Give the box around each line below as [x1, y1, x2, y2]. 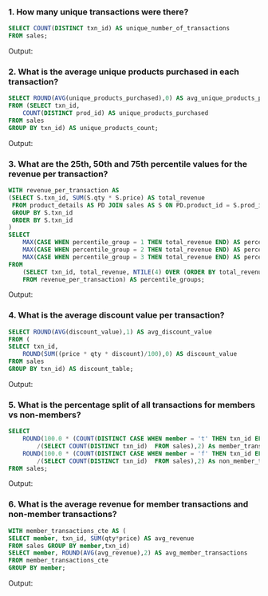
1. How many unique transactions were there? [8, 6, 189, 18]
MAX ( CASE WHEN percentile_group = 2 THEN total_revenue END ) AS [22, 246, 241, 254]
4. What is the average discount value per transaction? [8, 310, 225, 321]
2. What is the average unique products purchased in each [8, 66, 239, 77]
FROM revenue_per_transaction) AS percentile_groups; [22, 275, 205, 283]
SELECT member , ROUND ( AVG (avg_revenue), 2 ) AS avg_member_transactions [8, 549, 248, 557]
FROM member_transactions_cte [8, 557, 109, 565]
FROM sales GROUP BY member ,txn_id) [8, 542, 130, 550]
